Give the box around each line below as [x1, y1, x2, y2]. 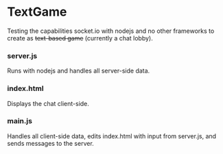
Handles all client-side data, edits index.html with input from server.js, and [7, 131, 217, 140]
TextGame [7, 4, 67, 20]
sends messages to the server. [7, 139, 94, 147]
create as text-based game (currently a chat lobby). [7, 34, 153, 42]
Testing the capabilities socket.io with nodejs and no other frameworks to [7, 27, 215, 35]
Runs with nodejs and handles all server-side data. [7, 66, 150, 75]
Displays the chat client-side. [7, 99, 89, 107]
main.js [7, 116, 33, 126]
